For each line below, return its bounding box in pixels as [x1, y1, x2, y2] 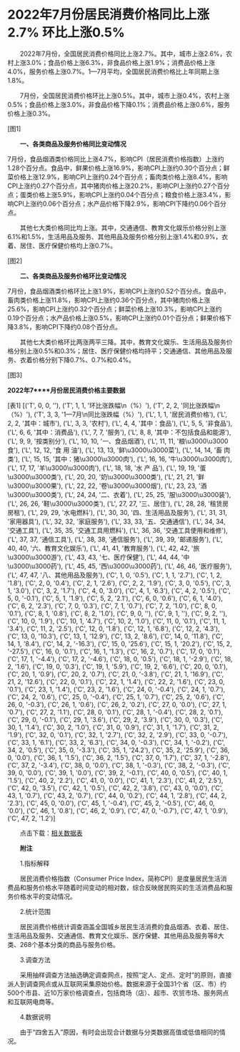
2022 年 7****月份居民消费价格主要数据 [7, 386, 126, 394]
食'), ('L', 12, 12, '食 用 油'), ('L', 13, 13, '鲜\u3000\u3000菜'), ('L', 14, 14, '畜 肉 [7, 446, 231, 454]
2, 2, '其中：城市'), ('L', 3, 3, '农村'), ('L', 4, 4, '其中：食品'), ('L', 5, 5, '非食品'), [7, 419, 233, 427]
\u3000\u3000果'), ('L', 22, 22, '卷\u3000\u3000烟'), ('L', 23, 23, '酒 [7, 481, 207, 490]
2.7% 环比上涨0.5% [7, 24, 125, 41]
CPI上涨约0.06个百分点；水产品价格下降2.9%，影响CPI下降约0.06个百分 [13, 199, 227, 208]
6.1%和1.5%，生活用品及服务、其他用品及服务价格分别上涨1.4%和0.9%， [7, 232, 222, 241]
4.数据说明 [19, 1012, 51, 1021]
